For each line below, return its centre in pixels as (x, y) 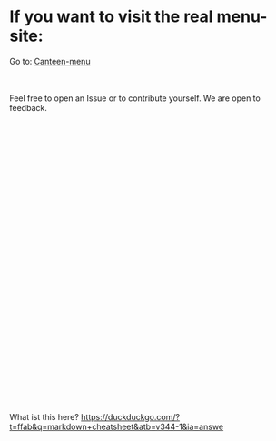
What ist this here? (44, 416)
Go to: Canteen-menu (50, 61)
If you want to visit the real (111, 17)
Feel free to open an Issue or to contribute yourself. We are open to (135, 98)
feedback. (28, 107)
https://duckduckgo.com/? (130, 416)
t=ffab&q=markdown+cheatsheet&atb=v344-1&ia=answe (117, 426)
